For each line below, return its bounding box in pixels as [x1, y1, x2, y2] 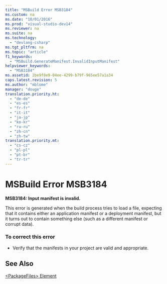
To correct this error [5, 233, 55, 240]
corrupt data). [5, 221, 34, 227]
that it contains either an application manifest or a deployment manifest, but [5, 210, 161, 216]
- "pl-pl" [10, 148, 30, 153]
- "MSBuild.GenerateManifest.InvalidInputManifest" [10, 59, 120, 64]
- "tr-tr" [10, 157, 30, 162]
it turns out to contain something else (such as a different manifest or [5, 216, 148, 222]
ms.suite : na [5, 31, 33, 36]
